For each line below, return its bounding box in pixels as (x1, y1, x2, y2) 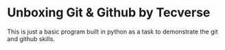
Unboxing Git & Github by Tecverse (7, 5, 211, 21)
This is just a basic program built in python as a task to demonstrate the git (7, 27, 218, 36)
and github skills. (7, 34, 55, 42)
